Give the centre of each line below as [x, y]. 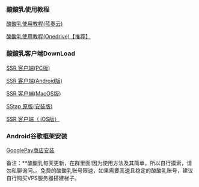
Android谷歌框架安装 [37, 136]
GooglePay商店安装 [30, 150]
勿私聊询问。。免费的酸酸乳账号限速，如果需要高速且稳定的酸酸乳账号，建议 [100, 170]
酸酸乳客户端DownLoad [41, 54]
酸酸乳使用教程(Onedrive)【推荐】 [49, 37]
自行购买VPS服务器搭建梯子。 [43, 178]
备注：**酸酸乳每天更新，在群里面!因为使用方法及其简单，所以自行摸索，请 [99, 163]
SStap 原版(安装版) [29, 106]
